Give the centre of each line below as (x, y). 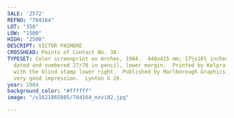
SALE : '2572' (26, 14)
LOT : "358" (23, 26)
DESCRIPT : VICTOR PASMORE (45, 46)
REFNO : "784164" (31, 20)
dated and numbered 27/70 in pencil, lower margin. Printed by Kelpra (120, 65)
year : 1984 (23, 85)
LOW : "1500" (24, 33)
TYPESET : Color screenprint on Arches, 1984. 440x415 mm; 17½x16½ (107, 59)
